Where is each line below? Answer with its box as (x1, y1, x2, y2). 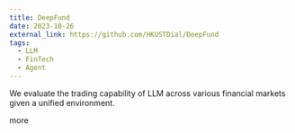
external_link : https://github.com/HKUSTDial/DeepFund (9, 30, 219, 39)
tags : (9, 38, 30, 48)
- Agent (17, 64, 47, 73)
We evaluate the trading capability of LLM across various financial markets (9, 87, 286, 99)
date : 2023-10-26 (9, 22, 75, 31)
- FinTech (17, 55, 54, 64)
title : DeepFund (9, 13, 70, 22)
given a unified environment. (9, 97, 115, 108)
